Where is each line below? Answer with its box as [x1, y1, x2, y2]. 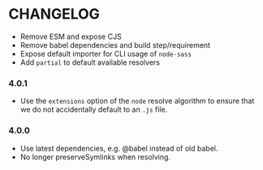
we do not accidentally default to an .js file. [19, 104, 168, 114]
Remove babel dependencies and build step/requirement [19, 40, 211, 49]
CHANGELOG [8, 5, 100, 23]
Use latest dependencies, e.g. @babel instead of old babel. [19, 143, 218, 153]
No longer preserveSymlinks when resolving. [19, 151, 171, 162]
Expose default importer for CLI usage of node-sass [19, 49, 192, 58]
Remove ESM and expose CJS [19, 32, 122, 41]
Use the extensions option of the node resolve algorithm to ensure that [19, 96, 255, 106]
